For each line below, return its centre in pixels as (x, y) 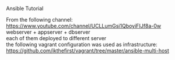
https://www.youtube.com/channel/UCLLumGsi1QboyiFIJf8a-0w (84, 26)
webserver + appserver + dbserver (48, 32)
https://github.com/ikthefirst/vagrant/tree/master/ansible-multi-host (87, 51)
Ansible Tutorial (25, 8)
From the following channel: (39, 20)
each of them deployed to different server (56, 38)
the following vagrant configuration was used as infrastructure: (82, 44)
